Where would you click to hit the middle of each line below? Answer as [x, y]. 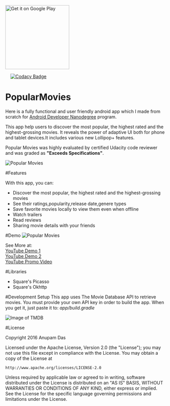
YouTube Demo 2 [23, 256]
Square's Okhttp [30, 287]
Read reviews [27, 220]
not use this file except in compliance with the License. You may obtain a [82, 353]
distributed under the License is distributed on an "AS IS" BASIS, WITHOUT [84, 382]
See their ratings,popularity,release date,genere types [69, 204]
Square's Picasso [31, 281]
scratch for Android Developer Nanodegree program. [61, 117]
